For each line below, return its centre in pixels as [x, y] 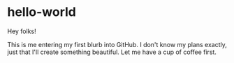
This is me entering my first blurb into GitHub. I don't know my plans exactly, [117, 44]
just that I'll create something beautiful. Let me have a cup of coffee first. [112, 52]
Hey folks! [22, 31]
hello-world [42, 12]
